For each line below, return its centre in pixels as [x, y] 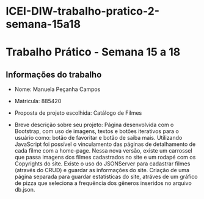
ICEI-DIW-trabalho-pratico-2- [83, 11]
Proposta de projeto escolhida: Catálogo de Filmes [78, 113]
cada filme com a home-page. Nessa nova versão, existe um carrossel [104, 151]
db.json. [25, 190]
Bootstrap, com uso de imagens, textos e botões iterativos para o [97, 131]
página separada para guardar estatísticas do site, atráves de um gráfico [106, 177]
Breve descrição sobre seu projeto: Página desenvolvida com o [94, 125]
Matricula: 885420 [38, 101]
